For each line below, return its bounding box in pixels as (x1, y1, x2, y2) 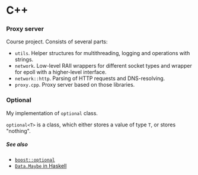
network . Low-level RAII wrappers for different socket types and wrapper (14, 62, 193, 69)
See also (6, 141, 28, 148)
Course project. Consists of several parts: (6, 38, 108, 45)
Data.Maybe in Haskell (14, 162, 67, 169)
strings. (14, 56, 34, 63)
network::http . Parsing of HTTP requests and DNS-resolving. (14, 75, 165, 82)
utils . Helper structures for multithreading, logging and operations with (14, 50, 190, 57)
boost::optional (14, 157, 55, 163)
